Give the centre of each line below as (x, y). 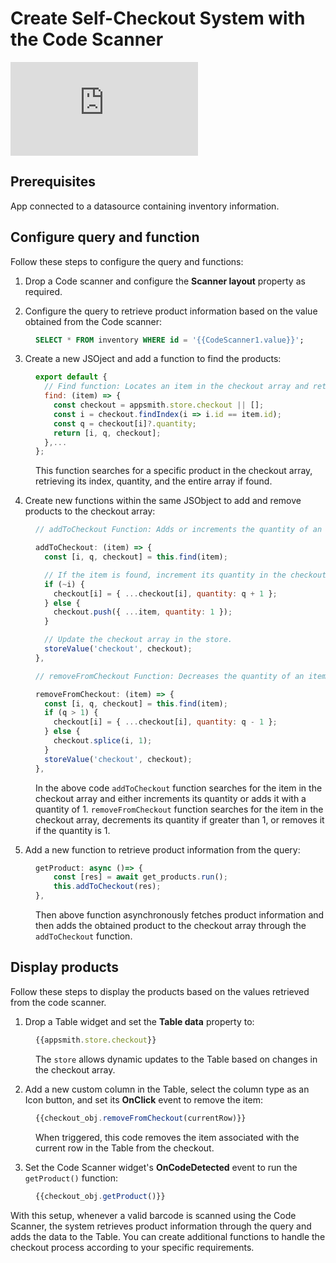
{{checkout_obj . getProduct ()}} (100, 1196)
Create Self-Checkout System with (158, 18)
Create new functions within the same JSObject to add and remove (163, 501)
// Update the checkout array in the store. (138, 640)
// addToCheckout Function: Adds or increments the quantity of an (179, 530)
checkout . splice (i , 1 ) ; (103, 741)
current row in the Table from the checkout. (125, 1148)
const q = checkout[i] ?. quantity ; (125, 423)
